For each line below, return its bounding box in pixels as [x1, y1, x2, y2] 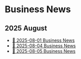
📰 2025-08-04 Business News [12, 43, 76, 49]
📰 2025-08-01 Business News [12, 37, 75, 43]
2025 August [5, 24, 48, 33]
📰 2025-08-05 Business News [12, 48, 76, 54]
